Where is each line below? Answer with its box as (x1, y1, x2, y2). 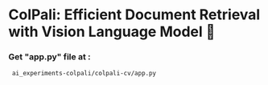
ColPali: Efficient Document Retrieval (8, 6, 261, 24)
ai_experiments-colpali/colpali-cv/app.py (11, 70, 157, 78)
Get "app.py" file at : (8, 51, 91, 63)
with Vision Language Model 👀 (8, 22, 216, 41)
